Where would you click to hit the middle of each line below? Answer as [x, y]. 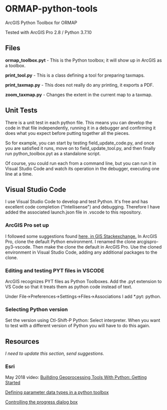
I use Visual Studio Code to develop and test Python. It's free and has [77, 201]
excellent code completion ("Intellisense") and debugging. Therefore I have [82, 207]
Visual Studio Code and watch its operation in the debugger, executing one [82, 168]
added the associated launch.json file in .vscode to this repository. [73, 212]
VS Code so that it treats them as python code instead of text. [69, 287]
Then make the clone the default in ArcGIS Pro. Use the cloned [97, 247]
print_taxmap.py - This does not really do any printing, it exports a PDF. [79, 85]
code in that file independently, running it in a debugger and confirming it [80, 128]
